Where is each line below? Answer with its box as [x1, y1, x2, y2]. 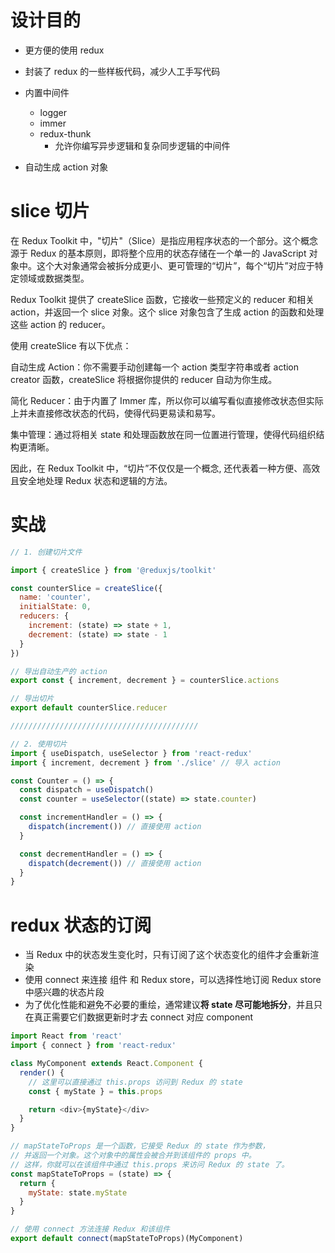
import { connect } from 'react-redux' [10, 1041, 177, 1051]
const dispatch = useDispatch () [19, 785, 155, 795]
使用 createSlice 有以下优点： [10, 339, 132, 351]
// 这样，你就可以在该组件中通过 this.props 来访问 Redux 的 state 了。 [10, 1159, 290, 1170]
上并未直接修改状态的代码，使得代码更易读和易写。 [10, 407, 221, 419]
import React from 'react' [10, 1031, 123, 1041]
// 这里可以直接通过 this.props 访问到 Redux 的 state [28, 1077, 243, 1087]
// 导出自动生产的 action [10, 666, 108, 676]
